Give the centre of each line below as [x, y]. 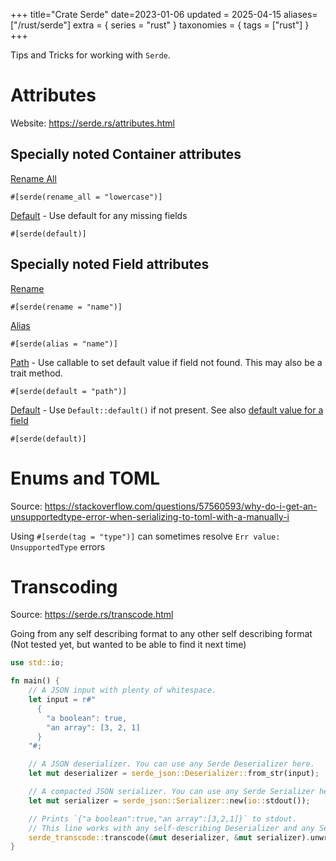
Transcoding [64, 586]
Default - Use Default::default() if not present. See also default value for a [167, 410]
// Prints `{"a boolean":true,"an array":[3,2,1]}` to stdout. [163, 819]
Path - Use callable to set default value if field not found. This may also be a [166, 362]
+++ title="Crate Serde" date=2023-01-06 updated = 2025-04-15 [146, 14]
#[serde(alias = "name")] [64, 344]
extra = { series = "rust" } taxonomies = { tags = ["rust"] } [191, 25]
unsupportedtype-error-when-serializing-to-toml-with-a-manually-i [150, 516]
